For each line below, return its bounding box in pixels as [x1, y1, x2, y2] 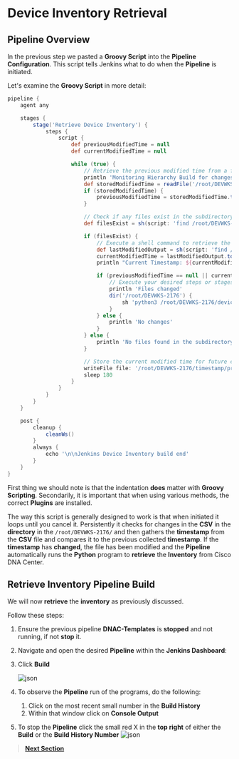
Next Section [24, 744, 65, 753]
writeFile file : [83, 365, 132, 372]
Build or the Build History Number [17, 730, 119, 739]
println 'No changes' [109, 319, 174, 326]
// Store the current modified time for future [83, 358, 228, 365]
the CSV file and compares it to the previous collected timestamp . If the [7, 535, 219, 544]
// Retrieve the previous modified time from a [83, 167, 228, 174]
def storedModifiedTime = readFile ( [83, 180, 193, 188]
